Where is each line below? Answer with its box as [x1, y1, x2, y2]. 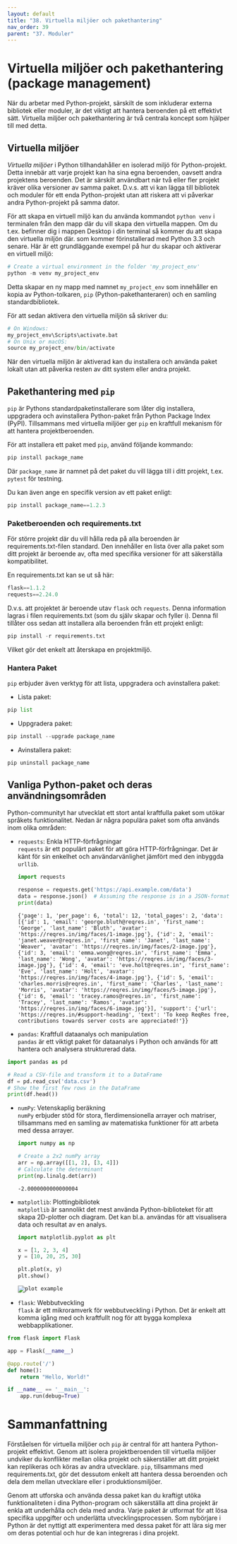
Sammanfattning [7, 1417, 108, 1432]
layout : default [7, 10, 55, 18]
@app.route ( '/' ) [7, 1360, 55, 1367]
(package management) [7, 76, 152, 92]
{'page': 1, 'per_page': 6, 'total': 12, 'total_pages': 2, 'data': [17, 912, 224, 919]
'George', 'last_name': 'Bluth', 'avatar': [17, 924, 148, 932]
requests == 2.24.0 [7, 591, 59, 598]
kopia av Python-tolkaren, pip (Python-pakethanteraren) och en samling [7, 290, 217, 298]
